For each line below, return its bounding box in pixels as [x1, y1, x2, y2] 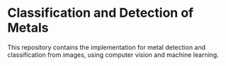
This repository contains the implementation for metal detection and [7, 43, 206, 51]
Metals [7, 20, 49, 36]
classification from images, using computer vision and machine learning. [7, 51, 220, 59]
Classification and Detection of [7, 5, 193, 21]
